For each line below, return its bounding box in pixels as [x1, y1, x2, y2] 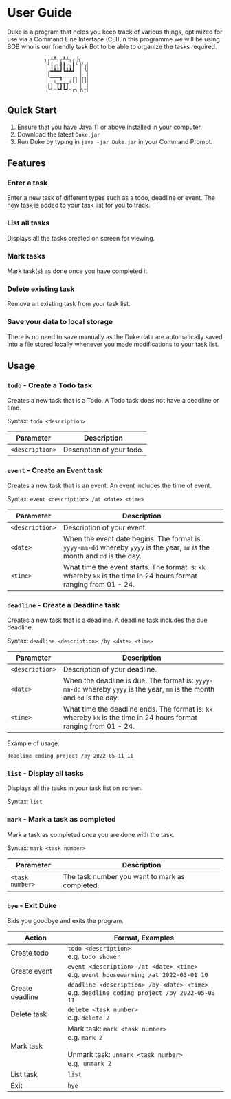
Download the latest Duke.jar [16, 130, 101, 139]
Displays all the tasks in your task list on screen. [7, 784, 143, 792]
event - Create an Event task [7, 465, 103, 475]
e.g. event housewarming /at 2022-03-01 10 [67, 969, 208, 979]
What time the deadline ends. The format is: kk [63, 704, 213, 714]
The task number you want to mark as [63, 871, 186, 881]
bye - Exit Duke [7, 901, 57, 911]
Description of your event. [63, 523, 148, 532]
